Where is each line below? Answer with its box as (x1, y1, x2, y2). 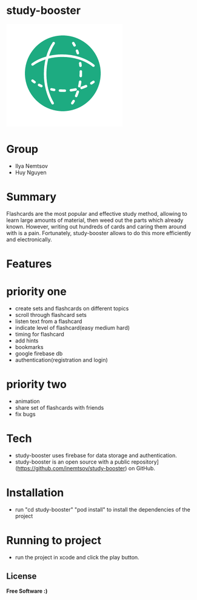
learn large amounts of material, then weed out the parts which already (6, 216, 184, 224)
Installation (6, 486, 64, 499)
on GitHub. (128, 464, 156, 472)
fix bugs (15, 410, 36, 418)
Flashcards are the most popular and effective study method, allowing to (6, 210, 188, 217)
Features (6, 257, 52, 270)
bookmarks (15, 343, 44, 350)
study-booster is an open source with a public (15, 458, 130, 465)
